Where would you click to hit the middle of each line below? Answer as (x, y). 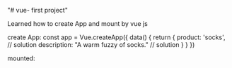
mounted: (21, 58)
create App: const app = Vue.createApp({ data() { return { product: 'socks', (116, 37)
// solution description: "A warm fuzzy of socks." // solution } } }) (101, 45)
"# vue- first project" (38, 10)
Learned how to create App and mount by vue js (78, 23)
